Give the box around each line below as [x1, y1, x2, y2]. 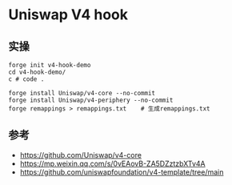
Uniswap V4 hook [8, 6, 129, 24]
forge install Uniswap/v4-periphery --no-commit [8, 96, 174, 104]
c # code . [8, 75, 45, 83]
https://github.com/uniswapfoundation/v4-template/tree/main [19, 167, 224, 177]
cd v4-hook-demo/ [8, 68, 66, 76]
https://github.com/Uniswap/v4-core [19, 150, 142, 159]
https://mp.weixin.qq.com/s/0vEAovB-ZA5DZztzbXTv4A [19, 159, 206, 168]
